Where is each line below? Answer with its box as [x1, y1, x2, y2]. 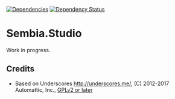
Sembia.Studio [6, 27, 82, 40]
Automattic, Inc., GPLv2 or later [14, 86, 93, 93]
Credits [6, 64, 35, 74]
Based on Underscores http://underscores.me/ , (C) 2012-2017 [14, 80, 170, 87]
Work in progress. [6, 46, 51, 53]
